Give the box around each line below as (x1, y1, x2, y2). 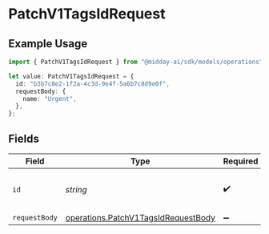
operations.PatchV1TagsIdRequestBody (65, 212, 216, 223)
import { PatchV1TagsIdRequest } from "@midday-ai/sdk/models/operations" (8, 58, 263, 66)
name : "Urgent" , (22, 95, 78, 103)
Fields (8, 131, 40, 145)
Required (223, 155, 259, 167)
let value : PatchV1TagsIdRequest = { (8, 72, 134, 80)
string (65, 184, 88, 195)
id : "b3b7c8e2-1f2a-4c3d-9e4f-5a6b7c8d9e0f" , (15, 79, 171, 88)
